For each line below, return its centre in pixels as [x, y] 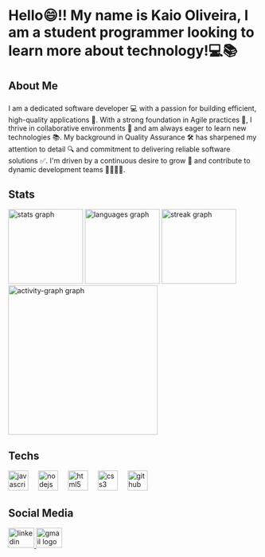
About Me [33, 86]
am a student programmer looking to [131, 32]
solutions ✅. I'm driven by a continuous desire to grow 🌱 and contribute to [129, 160]
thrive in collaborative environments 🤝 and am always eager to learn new [127, 128]
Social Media [41, 513]
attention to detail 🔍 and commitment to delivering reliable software [119, 149]
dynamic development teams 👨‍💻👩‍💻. [67, 169]
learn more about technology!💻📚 [123, 51]
